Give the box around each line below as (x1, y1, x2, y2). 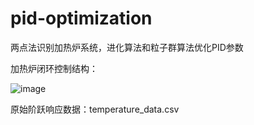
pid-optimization (10, 7, 153, 30)
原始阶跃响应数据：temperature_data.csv (10, 103, 180, 115)
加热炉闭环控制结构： (10, 62, 98, 74)
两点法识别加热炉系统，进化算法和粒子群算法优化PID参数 (10, 41, 244, 53)
